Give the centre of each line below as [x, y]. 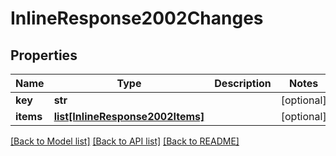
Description [243, 83]
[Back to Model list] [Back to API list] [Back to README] [125, 141]
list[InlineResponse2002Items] [129, 116]
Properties [44, 55]
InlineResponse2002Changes [137, 18]
